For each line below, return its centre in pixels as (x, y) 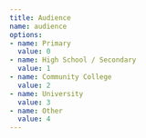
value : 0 (34, 52)
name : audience (38, 26)
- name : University (47, 94)
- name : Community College (61, 77)
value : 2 (34, 85)
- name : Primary (40, 43)
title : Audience (40, 18)
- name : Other (36, 111)
